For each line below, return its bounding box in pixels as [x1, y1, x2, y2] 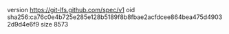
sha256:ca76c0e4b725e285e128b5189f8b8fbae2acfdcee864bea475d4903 [7, 13, 223, 21]
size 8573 [41, 20, 69, 28]
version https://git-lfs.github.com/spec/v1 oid [7, 6, 135, 14]
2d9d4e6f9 [7, 20, 40, 28]
